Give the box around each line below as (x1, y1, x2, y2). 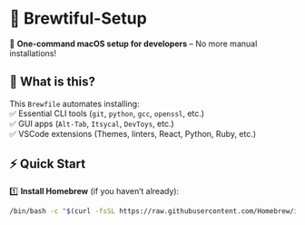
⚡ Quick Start (9, 156, 86, 171)
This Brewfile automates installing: (9, 98, 140, 109)
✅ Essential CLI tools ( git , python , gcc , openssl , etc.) (9, 108, 205, 119)
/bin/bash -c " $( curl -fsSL (9, 206, 116, 216)
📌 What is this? (9, 74, 95, 90)
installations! (9, 47, 57, 58)
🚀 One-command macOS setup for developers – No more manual (9, 38, 258, 49)
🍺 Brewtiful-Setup (9, 8, 147, 29)
